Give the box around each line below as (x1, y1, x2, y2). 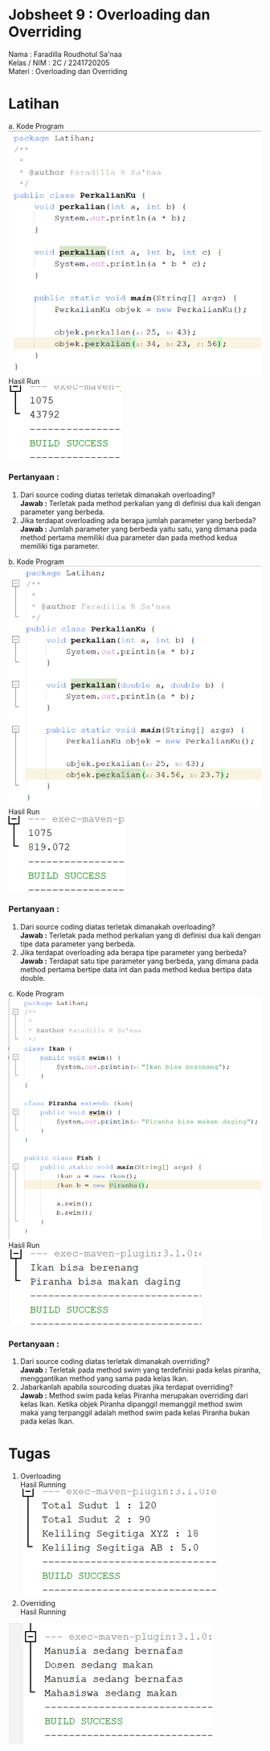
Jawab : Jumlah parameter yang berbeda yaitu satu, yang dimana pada (19, 524, 257, 534)
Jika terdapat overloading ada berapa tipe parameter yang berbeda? (19, 947, 247, 957)
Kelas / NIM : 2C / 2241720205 (8, 58, 110, 68)
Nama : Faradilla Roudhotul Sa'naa (8, 49, 122, 59)
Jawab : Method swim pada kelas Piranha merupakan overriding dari (19, 1390, 249, 1400)
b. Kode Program (8, 557, 64, 566)
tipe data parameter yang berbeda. (19, 939, 137, 949)
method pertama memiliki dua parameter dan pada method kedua (19, 533, 238, 542)
